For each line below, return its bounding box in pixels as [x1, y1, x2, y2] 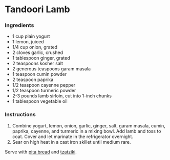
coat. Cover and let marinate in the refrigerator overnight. [12, 134, 134, 140]
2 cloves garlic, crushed [12, 49, 63, 56]
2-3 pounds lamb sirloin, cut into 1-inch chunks [12, 93, 112, 99]
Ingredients [5, 22, 34, 29]
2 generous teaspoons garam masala [12, 66, 91, 72]
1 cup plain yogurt [12, 33, 50, 39]
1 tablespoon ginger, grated [12, 55, 70, 61]
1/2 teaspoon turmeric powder [12, 88, 76, 94]
